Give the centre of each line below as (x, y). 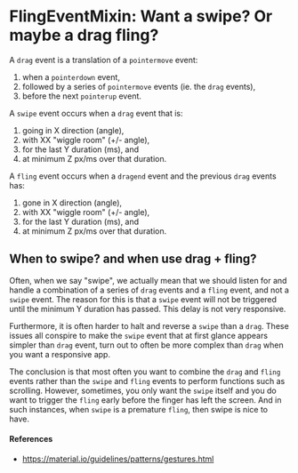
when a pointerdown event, (71, 76)
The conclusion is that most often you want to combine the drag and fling (145, 372)
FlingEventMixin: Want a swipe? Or (141, 16)
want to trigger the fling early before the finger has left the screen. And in (145, 400)
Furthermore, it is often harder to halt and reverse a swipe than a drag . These (149, 325)
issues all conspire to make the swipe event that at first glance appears (139, 335)
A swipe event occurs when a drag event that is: (97, 113)
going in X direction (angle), (73, 130)
